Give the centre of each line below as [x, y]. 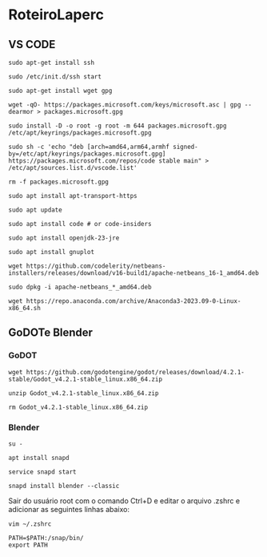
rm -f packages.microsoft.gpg [59, 182]
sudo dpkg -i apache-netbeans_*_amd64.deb [80, 287]
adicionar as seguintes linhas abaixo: [69, 509]
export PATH [28, 545]
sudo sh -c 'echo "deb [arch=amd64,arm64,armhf [89, 147]
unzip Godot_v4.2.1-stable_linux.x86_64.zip [84, 393]
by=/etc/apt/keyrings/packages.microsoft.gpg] [87, 154]
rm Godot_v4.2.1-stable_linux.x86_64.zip [78, 407]
